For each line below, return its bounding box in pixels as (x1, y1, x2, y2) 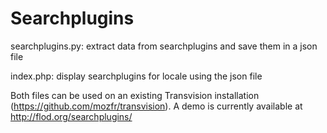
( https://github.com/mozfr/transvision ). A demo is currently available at (10, 100, 303, 112)
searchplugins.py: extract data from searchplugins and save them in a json (10, 40, 318, 52)
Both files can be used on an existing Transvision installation (10, 89, 260, 101)
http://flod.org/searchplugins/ (10, 110, 133, 122)
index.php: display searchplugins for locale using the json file (10, 70, 263, 82)
